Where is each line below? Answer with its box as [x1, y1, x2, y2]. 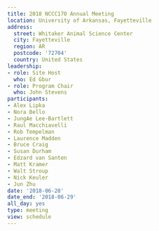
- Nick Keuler [7, 174, 49, 181]
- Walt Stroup [7, 167, 49, 175]
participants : [7, 96, 49, 103]
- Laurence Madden [7, 135, 61, 142]
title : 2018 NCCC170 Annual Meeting [7, 10, 114, 18]
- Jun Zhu [7, 180, 36, 187]
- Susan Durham [7, 148, 52, 155]
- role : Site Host [7, 69, 61, 76]
